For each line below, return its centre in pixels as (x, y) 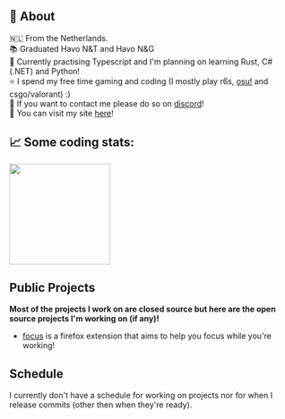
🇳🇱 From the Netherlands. (59, 38)
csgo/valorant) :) (40, 94)
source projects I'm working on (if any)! (84, 319)
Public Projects (52, 288)
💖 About (32, 17)
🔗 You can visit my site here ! (61, 113)
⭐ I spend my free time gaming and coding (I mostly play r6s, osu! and (139, 81)
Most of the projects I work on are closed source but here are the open (142, 309)
